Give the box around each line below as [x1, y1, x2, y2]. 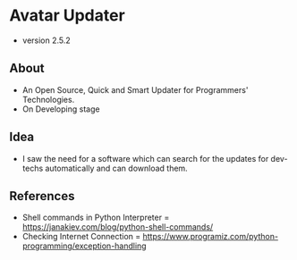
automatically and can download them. [45, 163, 188, 173]
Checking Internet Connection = [21, 231, 141, 242]
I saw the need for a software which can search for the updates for [21, 153, 269, 164]
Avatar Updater [9, 5, 125, 26]
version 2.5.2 [21, 35, 72, 46]
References [9, 189, 75, 204]
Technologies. [21, 94, 75, 105]
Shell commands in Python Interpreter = [21, 212, 170, 223]
